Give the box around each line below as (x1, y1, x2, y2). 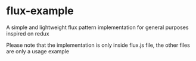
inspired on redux (6, 30, 49, 37)
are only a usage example (6, 47, 70, 54)
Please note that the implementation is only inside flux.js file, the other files (6, 41, 191, 49)
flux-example (6, 4, 74, 18)
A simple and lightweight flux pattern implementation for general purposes (6, 24, 189, 31)
